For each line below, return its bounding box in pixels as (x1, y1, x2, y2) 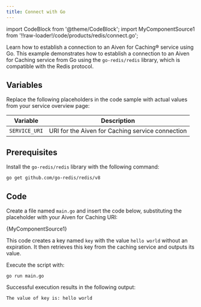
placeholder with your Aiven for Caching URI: (6, 214, 118, 221)
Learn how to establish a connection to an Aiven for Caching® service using (6, 43, 194, 51)
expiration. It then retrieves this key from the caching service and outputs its (6, 243, 195, 250)
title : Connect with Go (6, 8, 66, 15)
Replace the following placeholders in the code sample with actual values (6, 96, 188, 103)
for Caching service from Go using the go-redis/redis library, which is (6, 56, 181, 63)
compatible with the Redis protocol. (6, 63, 94, 70)
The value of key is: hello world (6, 296, 93, 302)
